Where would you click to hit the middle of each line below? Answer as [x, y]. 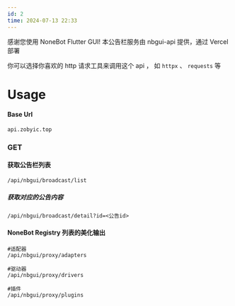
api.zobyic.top [30, 129]
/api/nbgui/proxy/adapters [47, 256]
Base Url [20, 115]
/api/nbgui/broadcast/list [47, 181]
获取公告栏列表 [29, 165]
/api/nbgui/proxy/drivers [45, 276]
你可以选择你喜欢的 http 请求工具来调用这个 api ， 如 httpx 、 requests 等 [114, 65]
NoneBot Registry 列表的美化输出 [57, 232]
